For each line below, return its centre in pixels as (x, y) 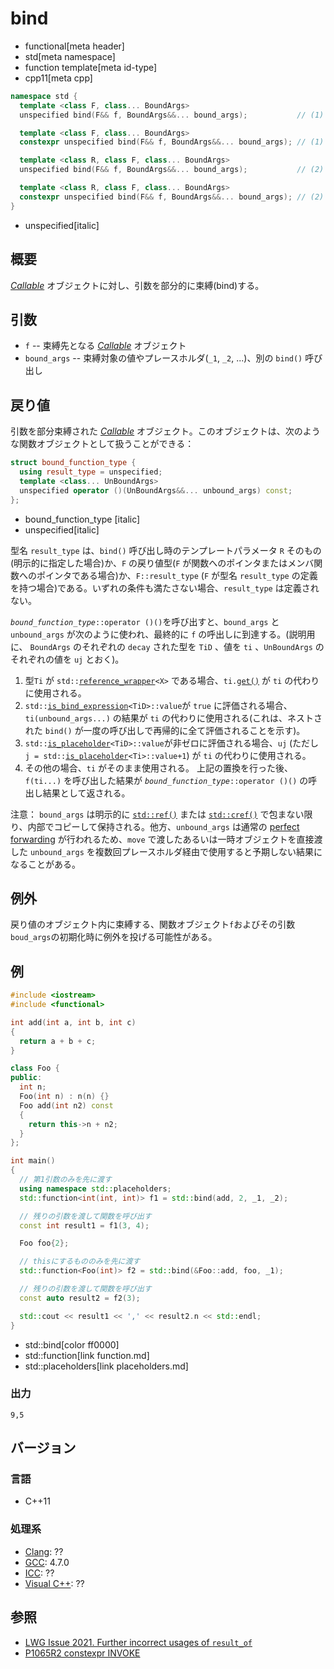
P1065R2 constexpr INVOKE (82, 1653)
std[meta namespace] (70, 56)
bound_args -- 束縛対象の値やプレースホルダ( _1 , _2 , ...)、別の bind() (163, 358)
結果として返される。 (86, 793)
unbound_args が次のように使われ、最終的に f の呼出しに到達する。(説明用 (163, 634)
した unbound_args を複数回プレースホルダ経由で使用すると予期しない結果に (166, 851)
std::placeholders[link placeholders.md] (106, 1366)
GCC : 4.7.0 (47, 1562)
